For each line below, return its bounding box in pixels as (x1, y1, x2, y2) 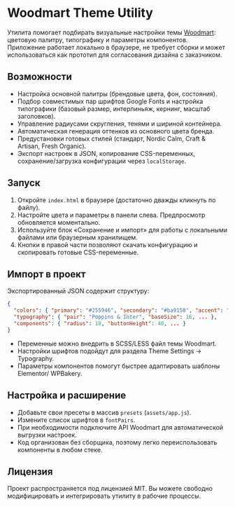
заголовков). (17, 112, 56, 120)
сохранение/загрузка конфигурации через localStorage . (17, 157, 187, 165)
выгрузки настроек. (17, 430, 77, 439)
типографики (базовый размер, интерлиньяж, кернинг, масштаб (17, 104, 211, 113)
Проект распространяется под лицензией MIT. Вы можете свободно (7, 485, 213, 493)
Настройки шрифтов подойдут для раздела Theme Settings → (17, 346, 202, 355)
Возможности (7, 71, 72, 83)
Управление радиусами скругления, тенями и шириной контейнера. (17, 119, 222, 128)
